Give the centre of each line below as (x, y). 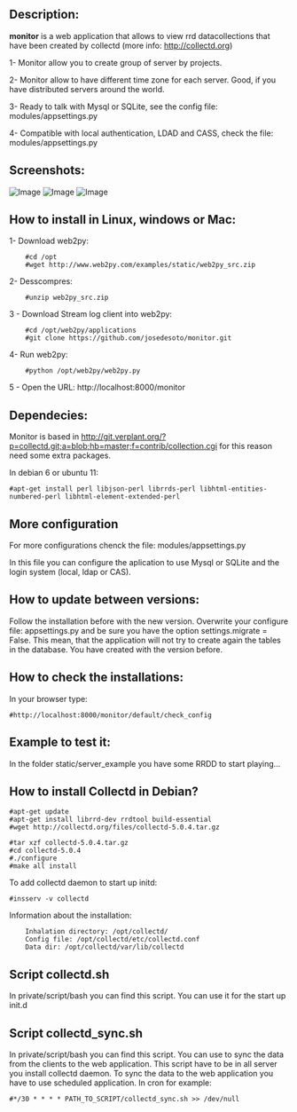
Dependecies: (49, 415)
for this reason (246, 446)
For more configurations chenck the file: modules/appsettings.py (128, 546)
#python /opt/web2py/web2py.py (83, 371)
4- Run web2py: (39, 355)
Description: (44, 15)
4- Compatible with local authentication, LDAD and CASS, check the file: (141, 133)
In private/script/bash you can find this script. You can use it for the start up (148, 996)
